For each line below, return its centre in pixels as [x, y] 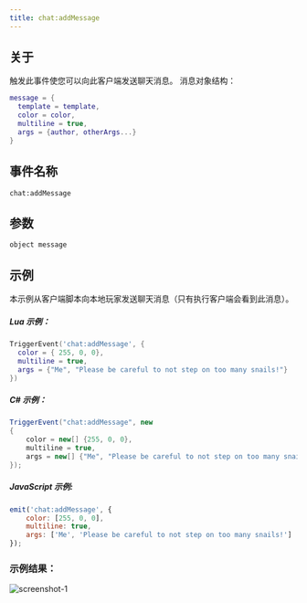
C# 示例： [28, 400]
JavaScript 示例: [41, 487]
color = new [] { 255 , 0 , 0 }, [79, 439]
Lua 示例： [30, 322]
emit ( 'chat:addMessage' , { [61, 509]
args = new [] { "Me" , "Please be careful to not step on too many [153, 456]
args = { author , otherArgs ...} [77, 132]
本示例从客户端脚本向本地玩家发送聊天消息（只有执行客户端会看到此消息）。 [152, 299]
